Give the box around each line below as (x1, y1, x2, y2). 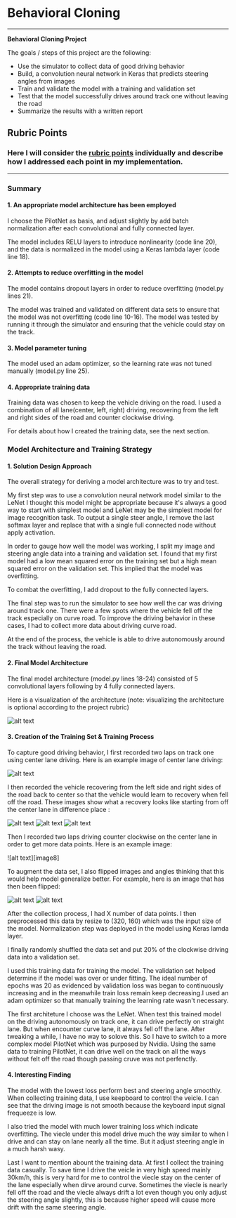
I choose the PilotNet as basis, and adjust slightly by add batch (7, 216, 189, 225)
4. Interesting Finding (7, 1070, 72, 1079)
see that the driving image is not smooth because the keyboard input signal (7, 1101, 225, 1110)
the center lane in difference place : (7, 805, 110, 813)
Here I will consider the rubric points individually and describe (7, 148, 223, 158)
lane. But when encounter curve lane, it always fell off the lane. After (7, 1024, 206, 1033)
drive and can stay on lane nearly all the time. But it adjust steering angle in (7, 1137, 225, 1146)
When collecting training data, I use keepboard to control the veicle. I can (7, 1094, 219, 1102)
